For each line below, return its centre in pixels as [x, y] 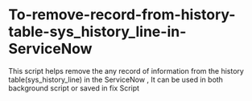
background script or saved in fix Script [74, 88]
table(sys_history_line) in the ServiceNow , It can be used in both [116, 79]
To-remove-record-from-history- [122, 15]
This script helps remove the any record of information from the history [126, 71]
